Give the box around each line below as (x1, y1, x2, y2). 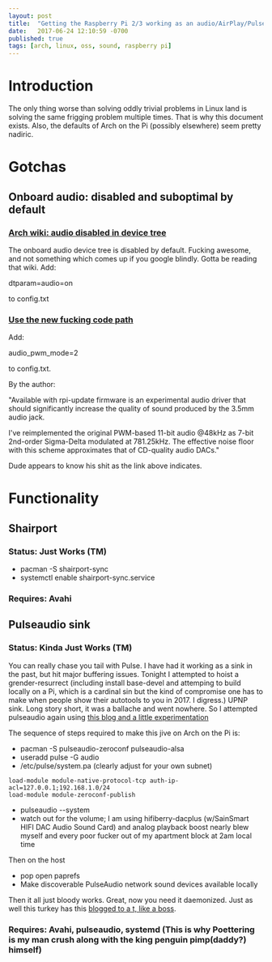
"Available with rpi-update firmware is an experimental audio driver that (8, 395, 247, 405)
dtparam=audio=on (8, 278, 74, 287)
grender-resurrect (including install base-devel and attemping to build (8, 678, 241, 687)
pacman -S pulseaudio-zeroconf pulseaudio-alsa (19, 743, 185, 753)
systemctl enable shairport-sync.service (19, 573, 155, 583)
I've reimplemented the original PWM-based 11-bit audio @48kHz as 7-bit (8, 428, 254, 438)
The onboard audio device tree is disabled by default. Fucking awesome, (8, 245, 251, 255)
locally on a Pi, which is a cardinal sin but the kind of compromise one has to (8, 686, 264, 696)
